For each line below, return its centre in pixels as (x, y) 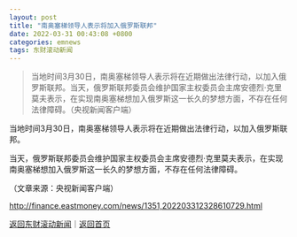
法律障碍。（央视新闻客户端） (83, 110)
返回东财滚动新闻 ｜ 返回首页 (60, 224)
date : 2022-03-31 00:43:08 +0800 (71, 34)
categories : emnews (45, 42)
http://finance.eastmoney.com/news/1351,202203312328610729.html (136, 206)
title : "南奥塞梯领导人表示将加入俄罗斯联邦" (83, 26)
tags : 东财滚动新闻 (41, 50)
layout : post (33, 17)
